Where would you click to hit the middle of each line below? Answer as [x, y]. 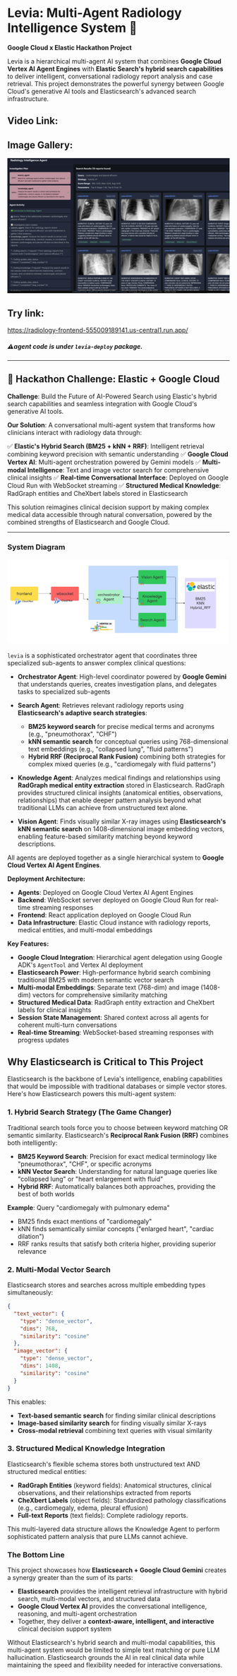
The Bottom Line [36, 1555]
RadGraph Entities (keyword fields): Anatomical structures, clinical [114, 1485]
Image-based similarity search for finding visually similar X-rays [112, 1423]
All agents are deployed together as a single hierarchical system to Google [116, 857]
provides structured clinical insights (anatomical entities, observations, [120, 792]
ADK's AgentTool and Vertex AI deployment [80, 965]
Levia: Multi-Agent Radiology [95, 13]
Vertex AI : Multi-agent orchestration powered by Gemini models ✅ [104, 462]
